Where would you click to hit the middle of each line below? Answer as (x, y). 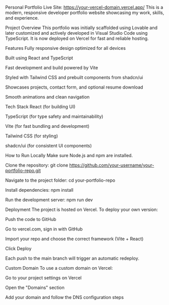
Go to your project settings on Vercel (43, 278)
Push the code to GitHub (31, 219)
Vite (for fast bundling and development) (47, 126)
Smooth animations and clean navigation (47, 97)
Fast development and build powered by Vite (52, 68)
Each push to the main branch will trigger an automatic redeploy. (72, 258)
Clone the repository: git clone (37, 165)
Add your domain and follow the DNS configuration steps (65, 297)
